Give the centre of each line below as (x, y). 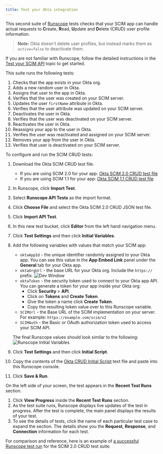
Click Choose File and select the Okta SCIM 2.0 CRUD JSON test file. (82, 207)
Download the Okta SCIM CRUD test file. (53, 164)
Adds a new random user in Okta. (46, 88)
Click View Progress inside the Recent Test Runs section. (71, 400)
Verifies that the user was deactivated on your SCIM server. (72, 119)
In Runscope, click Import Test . (44, 188)
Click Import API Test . (35, 217)
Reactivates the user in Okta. (41, 124)
